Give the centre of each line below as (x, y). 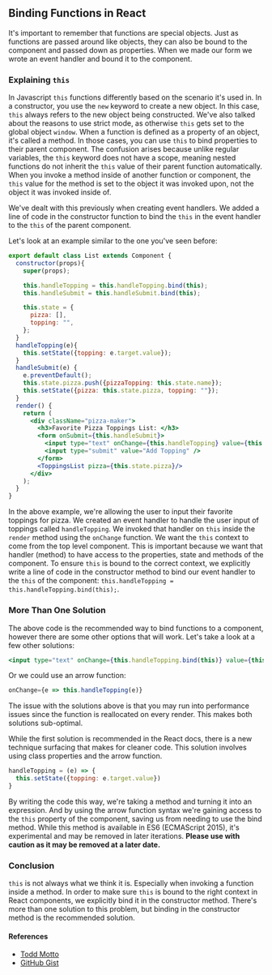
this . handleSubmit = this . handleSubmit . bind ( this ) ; (112, 293)
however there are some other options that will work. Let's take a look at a (132, 637)
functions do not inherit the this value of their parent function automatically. (136, 166)
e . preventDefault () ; (57, 376)
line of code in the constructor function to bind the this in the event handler (135, 217)
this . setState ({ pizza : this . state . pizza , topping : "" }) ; (121, 391)
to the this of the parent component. (70, 225)
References (28, 936)
